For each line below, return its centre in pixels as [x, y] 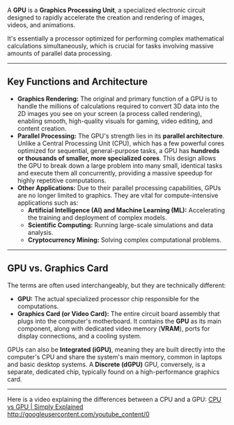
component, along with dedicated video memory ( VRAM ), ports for [114, 329]
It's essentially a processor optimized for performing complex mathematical [116, 38]
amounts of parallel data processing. [60, 53]
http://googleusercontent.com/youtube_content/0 [78, 414]
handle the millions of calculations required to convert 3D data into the [118, 106]
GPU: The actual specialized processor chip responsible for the [108, 298]
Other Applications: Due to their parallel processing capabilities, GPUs [119, 187]
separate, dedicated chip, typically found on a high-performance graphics [114, 372]
